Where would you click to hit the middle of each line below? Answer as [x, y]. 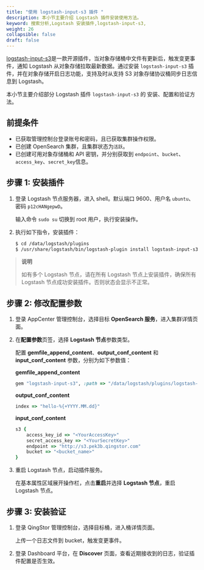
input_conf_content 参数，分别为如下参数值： [73, 360]
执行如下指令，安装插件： [47, 232]
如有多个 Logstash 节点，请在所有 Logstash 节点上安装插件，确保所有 [109, 274]
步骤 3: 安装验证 [36, 512]
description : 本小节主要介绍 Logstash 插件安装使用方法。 [74, 18]
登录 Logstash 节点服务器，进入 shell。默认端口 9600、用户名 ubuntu [102, 198]
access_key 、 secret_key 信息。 [53, 162]
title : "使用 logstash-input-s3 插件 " [55, 12]
